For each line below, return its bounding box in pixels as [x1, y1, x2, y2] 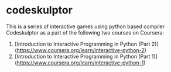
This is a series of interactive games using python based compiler [6, 23, 165, 30]
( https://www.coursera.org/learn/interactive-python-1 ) [14, 59, 146, 66]
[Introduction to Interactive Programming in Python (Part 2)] [14, 40, 159, 47]
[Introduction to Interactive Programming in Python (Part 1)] [14, 53, 158, 60]
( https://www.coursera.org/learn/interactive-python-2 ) [14, 46, 146, 53]
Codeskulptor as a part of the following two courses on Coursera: [6, 29, 165, 36]
